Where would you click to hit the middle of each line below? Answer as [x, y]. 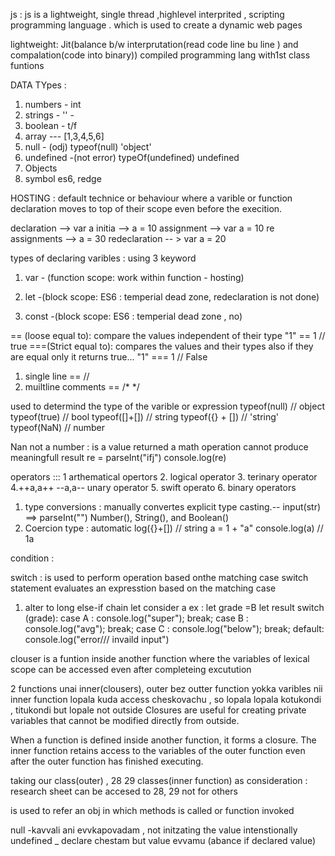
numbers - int [53, 104]
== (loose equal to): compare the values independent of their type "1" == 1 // [168, 335]
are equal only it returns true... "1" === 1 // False [109, 357]
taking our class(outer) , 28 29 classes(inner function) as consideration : [159, 780]
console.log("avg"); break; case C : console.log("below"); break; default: [174, 628]
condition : [32, 558]
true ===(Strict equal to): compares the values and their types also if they [162, 346]
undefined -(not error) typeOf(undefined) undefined [132, 157]
